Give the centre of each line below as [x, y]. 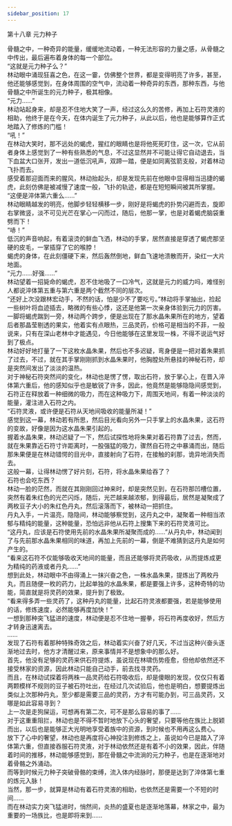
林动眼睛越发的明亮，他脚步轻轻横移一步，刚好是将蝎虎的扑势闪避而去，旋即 [116, 204]
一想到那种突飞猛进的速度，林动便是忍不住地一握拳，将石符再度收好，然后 [113, 618]
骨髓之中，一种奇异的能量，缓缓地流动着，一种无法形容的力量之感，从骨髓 [113, 48]
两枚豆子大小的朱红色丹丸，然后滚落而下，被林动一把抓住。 [92, 506]
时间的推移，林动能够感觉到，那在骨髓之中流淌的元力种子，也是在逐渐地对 [119, 755]
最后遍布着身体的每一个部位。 [73, 57]
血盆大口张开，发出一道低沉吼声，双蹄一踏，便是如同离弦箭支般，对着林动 [119, 161]
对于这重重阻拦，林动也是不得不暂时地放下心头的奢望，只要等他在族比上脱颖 [116, 720]
